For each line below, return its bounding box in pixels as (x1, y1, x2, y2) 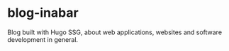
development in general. (7, 35, 79, 43)
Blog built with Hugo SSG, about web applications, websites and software (7, 28, 222, 36)
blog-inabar (7, 5, 79, 21)
